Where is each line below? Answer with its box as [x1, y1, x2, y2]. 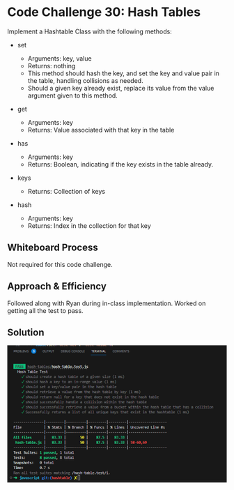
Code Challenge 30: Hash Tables [7, 4, 201, 20]
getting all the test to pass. [7, 306, 84, 314]
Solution [7, 326, 45, 338]
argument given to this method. [27, 91, 118, 100]
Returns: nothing [27, 61, 76, 70]
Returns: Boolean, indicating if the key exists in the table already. [27, 160, 214, 168]
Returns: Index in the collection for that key [27, 221, 151, 230]
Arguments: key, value [27, 54, 92, 63]
